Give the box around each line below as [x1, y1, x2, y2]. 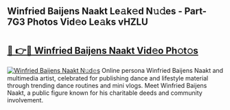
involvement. [7, 96, 43, 104]
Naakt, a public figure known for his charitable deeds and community [7, 89, 203, 97]
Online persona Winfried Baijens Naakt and [102, 67, 224, 74]
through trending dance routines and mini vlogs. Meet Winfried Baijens [7, 82, 207, 89]
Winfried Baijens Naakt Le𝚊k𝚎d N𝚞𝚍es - [7, 5, 183, 17]
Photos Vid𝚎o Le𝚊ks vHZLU [27, 16, 149, 28]
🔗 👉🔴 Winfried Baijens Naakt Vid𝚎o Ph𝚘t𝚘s [7, 45, 199, 56]
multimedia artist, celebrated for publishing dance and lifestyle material [7, 74, 209, 82]
